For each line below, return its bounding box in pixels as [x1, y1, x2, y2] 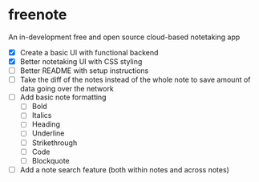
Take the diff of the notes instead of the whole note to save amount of [19, 75, 251, 85]
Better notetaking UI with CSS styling [19, 57, 143, 66]
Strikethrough [31, 138, 78, 148]
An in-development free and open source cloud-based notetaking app [8, 32, 241, 42]
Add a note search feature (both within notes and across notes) [19, 164, 230, 174]
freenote [8, 6, 67, 24]
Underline [31, 128, 65, 138]
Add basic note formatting [19, 92, 107, 102]
